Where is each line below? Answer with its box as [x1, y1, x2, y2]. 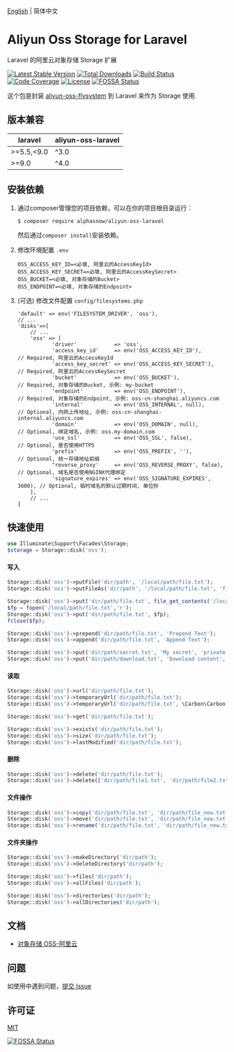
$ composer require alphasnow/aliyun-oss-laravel [17, 217, 165, 224]
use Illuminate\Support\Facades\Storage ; [7, 540, 130, 547]
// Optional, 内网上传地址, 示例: [17, 408, 109, 415]
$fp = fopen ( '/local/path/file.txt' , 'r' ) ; [7, 604, 132, 611]
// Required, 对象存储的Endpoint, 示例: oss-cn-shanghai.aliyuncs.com [17, 395, 219, 402]
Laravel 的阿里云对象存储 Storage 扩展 [7, 55, 117, 64]
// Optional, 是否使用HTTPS [17, 442, 95, 449]
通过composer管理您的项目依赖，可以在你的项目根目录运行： [17, 203, 194, 212]
